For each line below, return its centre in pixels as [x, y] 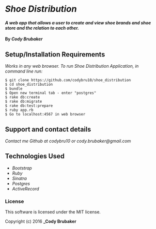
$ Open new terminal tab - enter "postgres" [51, 93]
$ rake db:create [23, 97]
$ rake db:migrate [23, 102]
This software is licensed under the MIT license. [53, 212]
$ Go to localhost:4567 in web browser [45, 114]
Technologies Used [35, 156]
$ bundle [14, 89]
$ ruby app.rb [19, 110]
